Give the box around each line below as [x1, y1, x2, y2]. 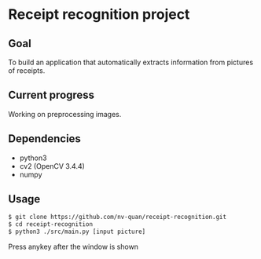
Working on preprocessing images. [8, 109, 122, 119]
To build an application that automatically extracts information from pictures [8, 57, 254, 67]
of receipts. [8, 66, 46, 75]
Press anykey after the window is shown [8, 242, 139, 252]
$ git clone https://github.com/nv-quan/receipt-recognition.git [8, 213, 226, 221]
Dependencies [8, 132, 81, 146]
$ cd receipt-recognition [8, 221, 93, 228]
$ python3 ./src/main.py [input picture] [8, 228, 146, 236]
